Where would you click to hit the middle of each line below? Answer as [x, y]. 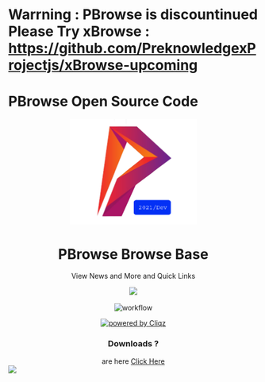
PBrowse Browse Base [133, 254]
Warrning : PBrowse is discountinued [133, 15]
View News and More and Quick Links [133, 276]
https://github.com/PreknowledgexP [132, 48]
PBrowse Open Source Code [103, 102]
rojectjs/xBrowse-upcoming [103, 66]
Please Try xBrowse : [79, 31]
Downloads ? [133, 344]
